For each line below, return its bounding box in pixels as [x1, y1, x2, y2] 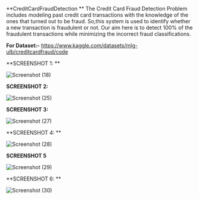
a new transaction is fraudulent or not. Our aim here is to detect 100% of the [6, 24, 193, 31]
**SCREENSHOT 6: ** [6, 175, 61, 182]
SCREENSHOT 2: [6, 83, 49, 90]
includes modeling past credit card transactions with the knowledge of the [6, 11, 189, 18]
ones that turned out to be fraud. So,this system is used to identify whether [6, 18, 191, 24]
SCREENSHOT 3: [6, 106, 49, 113]
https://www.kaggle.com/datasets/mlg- [41, 42, 138, 49]
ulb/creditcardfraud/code [6, 48, 69, 55]
